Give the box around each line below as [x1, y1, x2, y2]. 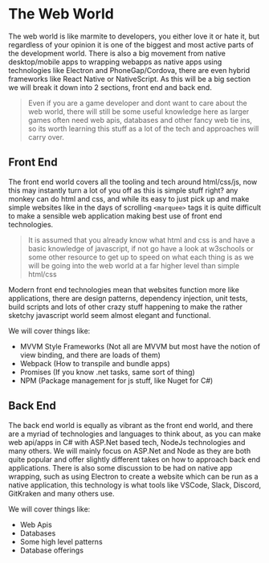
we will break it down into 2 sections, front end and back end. [8, 82, 213, 92]
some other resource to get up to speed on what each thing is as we [27, 252, 255, 262]
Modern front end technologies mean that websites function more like [8, 284, 239, 294]
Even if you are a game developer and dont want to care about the [27, 98, 247, 108]
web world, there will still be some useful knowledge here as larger [27, 106, 250, 116]
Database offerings [19, 545, 84, 555]
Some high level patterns [19, 536, 103, 546]
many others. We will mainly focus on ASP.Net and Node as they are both [8, 446, 251, 455]
